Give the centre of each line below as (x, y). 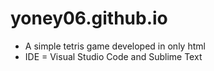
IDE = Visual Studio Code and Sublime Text (113, 56)
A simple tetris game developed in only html (115, 46)
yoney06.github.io (89, 18)
